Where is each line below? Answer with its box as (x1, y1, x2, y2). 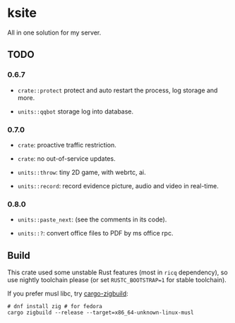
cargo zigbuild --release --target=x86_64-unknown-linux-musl (7, 309, 194, 317)
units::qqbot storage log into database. (17, 107, 134, 116)
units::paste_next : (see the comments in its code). (17, 215, 167, 224)
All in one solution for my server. (7, 28, 102, 37)
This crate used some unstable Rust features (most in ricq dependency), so (7, 268, 228, 276)
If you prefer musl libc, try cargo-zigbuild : (7, 289, 128, 298)
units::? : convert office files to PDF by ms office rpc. (17, 229, 174, 238)
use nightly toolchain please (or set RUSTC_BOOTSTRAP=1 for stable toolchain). (7, 276, 227, 284)
